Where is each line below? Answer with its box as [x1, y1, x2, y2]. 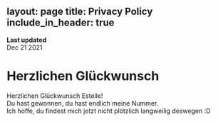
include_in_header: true [6, 17, 115, 29]
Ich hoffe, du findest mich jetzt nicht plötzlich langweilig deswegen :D [6, 106, 211, 115]
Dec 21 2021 [6, 43, 43, 52]
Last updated [6, 35, 47, 44]
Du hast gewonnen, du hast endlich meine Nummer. [6, 99, 159, 107]
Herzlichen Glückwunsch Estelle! [6, 91, 103, 100]
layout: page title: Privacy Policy [6, 6, 153, 18]
